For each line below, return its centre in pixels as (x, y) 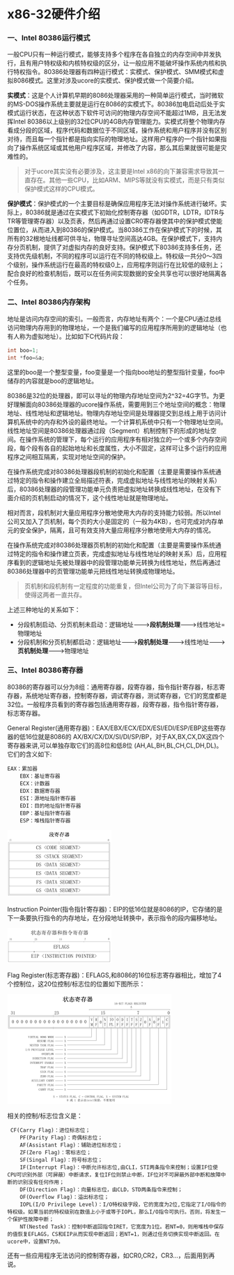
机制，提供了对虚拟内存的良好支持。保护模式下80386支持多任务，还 (123, 247)
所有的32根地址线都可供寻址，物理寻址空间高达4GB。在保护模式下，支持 (112, 239)
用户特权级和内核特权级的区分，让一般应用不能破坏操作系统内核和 (126, 63)
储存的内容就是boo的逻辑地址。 (53, 381)
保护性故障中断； (33, 1219)
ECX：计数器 (35, 783)
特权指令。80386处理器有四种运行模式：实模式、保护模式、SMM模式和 (115, 72)
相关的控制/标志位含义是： (45, 1116)
